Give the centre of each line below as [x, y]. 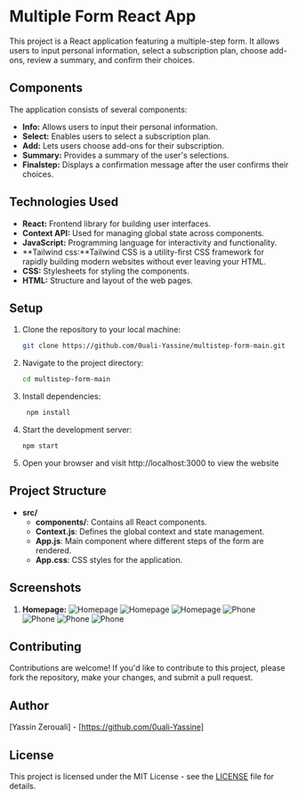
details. [23, 786]
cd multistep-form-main [66, 379]
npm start [40, 446]
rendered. [53, 550]
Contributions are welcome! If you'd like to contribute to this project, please [147, 668]
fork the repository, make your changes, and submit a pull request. [131, 678]
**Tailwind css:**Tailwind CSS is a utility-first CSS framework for [143, 252]
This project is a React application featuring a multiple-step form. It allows [145, 41]
